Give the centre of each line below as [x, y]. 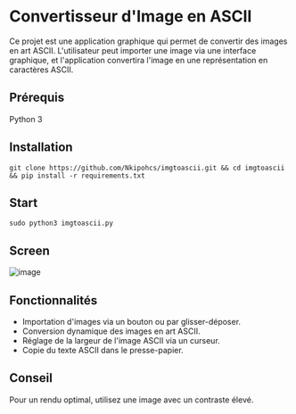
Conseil [31, 378]
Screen [30, 250]
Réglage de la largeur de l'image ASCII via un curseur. [121, 340]
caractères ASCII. [41, 70]
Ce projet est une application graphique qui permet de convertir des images [148, 41]
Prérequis [37, 98]
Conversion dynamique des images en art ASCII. [111, 331]
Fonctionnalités [53, 300]
